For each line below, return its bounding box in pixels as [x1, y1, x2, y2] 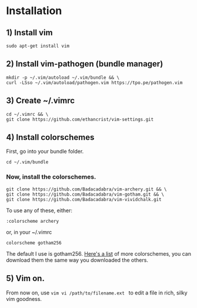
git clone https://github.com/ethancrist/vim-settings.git [6, 116, 154, 122]
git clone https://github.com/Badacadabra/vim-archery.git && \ [6, 186, 167, 192]
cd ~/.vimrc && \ [6, 111, 49, 117]
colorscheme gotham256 [6, 240, 62, 246]
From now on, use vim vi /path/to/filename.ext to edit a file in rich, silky [6, 289, 188, 296]
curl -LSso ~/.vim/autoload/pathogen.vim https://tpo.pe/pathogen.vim [6, 79, 183, 86]
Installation [6, 4, 62, 18]
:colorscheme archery [6, 218, 59, 224]
